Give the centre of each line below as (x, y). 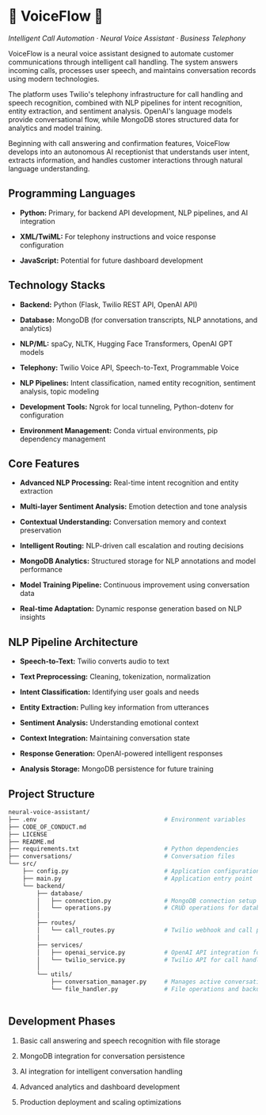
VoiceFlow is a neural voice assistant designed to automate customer (121, 53)
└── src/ (23, 864)
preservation (40, 530)
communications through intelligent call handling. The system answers (123, 62)
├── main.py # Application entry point (138, 879)
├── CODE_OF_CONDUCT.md (47, 827)
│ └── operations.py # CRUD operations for (138, 908)
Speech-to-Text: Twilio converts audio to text (95, 661)
